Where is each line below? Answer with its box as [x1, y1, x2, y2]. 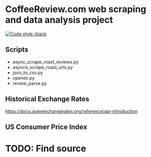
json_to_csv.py [12, 69, 43, 75]
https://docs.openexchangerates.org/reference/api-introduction [5, 108, 138, 114]
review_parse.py [12, 80, 47, 86]
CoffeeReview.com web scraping [5, 4, 146, 15]
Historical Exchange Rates [5, 95, 90, 104]
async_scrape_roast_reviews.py [12, 59, 79, 65]
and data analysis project [5, 14, 113, 26]
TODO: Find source [5, 143, 87, 154]
